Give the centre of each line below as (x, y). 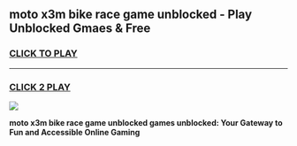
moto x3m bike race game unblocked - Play (131, 15)
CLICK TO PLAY (43, 54)
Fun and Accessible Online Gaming (75, 132)
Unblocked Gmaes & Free (80, 29)
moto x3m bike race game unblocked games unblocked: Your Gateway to (146, 122)
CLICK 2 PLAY (40, 87)
